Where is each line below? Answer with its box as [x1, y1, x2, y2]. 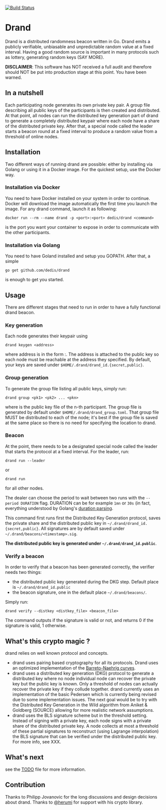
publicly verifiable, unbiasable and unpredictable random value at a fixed [5, 44, 154, 50]
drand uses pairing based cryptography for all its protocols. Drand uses [12, 660, 159, 666]
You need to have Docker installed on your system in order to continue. [5, 195, 150, 201]
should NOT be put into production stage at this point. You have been [5, 69, 147, 75]
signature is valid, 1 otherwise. [5, 623, 67, 628]
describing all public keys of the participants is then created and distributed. [5, 107, 161, 113]
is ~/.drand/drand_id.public [12, 584, 71, 590]
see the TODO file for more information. [5, 766, 86, 772]
